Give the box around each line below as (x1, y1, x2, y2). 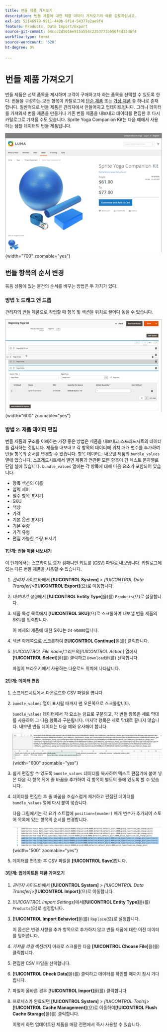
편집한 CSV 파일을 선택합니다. (12, 960, 71, 966)
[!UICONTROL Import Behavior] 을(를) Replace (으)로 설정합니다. (12, 916, 140, 922)
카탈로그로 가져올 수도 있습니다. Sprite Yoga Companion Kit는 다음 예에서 (5, 116, 149, 122)
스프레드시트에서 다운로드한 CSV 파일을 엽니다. (12, 690, 104, 696)
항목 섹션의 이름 (12, 480, 43, 486)
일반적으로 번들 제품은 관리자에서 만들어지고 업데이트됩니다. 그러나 (19, 104, 149, 110)
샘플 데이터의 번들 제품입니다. (14, 122, 72, 128)
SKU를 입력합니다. (12, 617, 48, 623)
